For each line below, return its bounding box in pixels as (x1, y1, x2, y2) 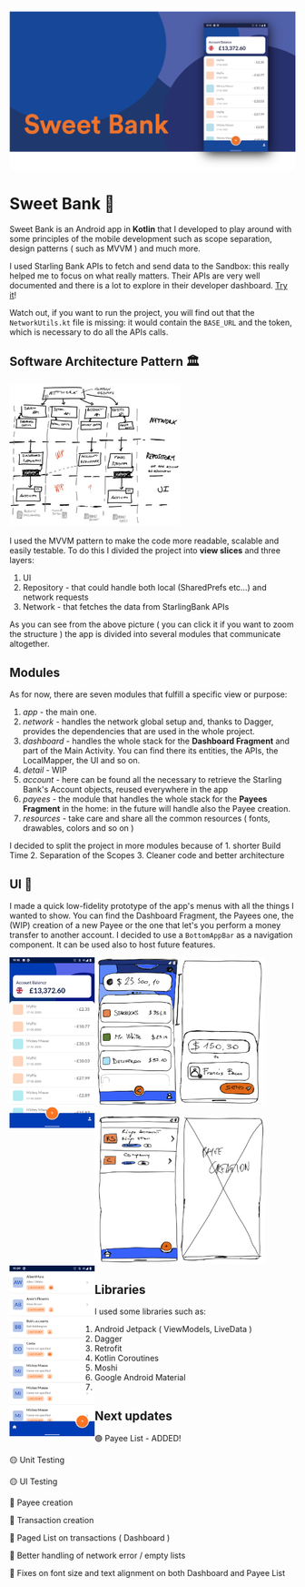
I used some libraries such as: (94, 1306, 207, 1317)
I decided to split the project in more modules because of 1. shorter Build (9, 840, 281, 852)
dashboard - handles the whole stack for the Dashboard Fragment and (22, 735, 290, 747)
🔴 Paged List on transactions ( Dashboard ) (9, 1532, 171, 1543)
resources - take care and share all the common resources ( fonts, (22, 813, 271, 824)
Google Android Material (94, 1372, 186, 1383)
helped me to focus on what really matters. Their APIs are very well (9, 270, 261, 281)
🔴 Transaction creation (9, 1515, 94, 1526)
